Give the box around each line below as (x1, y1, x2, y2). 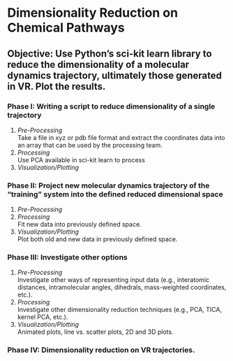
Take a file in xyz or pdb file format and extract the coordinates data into (17, 133, 225, 141)
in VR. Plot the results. (7, 80, 106, 92)
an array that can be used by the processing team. (17, 141, 163, 149)
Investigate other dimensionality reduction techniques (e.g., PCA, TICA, (17, 306, 222, 314)
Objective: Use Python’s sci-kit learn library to (7, 48, 212, 59)
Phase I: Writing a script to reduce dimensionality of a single (7, 101, 216, 111)
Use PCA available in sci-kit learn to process (17, 155, 145, 164)
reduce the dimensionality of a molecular (7, 58, 190, 71)
